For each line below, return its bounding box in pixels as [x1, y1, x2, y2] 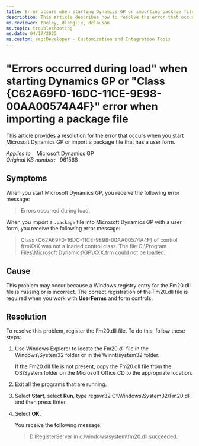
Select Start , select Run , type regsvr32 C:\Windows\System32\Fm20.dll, [14, 393, 192, 400]
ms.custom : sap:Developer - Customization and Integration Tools [6, 36, 171, 42]
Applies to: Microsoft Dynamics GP [6, 150, 94, 157]
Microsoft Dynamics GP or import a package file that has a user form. [6, 138, 176, 145]
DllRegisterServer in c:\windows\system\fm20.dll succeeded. [29, 433, 178, 440]
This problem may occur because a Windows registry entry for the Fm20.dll [6, 281, 191, 289]
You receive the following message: [14, 422, 102, 429]
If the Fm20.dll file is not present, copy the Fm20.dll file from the [14, 363, 172, 370]
